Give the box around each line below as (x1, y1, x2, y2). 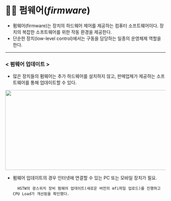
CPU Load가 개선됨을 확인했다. (12, 191, 70, 197)
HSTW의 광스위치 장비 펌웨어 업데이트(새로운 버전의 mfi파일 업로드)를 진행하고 (17, 186, 161, 191)
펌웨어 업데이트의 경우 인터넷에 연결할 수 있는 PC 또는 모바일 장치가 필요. (12, 175, 157, 181)
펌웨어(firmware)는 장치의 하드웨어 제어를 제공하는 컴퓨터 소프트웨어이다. (12, 23, 159, 29)
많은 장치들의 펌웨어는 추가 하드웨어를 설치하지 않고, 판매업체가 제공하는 (12, 73, 156, 79)
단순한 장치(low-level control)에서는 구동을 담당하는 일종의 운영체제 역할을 (12, 35, 161, 41)
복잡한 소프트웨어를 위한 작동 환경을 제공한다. (22, 29, 112, 35)
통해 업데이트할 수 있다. (30, 80, 77, 86)
